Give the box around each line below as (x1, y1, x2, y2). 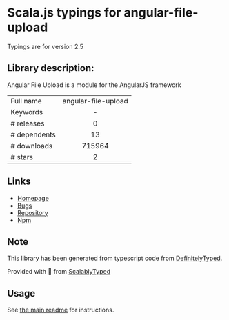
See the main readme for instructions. (7, 306, 114, 314)
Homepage (17, 194, 50, 202)
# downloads (10, 141, 53, 150)
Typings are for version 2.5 (7, 42, 84, 50)
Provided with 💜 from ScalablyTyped (7, 268, 111, 276)
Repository (17, 208, 48, 217)
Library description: (7, 62, 94, 74)
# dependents (10, 130, 57, 139)
